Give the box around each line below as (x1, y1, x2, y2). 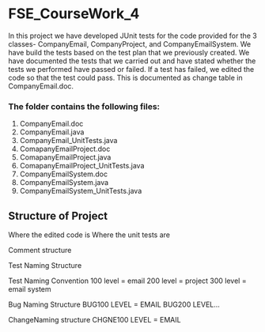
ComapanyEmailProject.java (19, 153, 112, 162)
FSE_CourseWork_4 (8, 5, 140, 23)
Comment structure (8, 246, 72, 255)
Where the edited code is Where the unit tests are (8, 230, 170, 240)
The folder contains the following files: (8, 100, 161, 111)
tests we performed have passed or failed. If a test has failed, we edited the (8, 64, 255, 74)
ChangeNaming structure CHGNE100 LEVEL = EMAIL (8, 315, 181, 325)
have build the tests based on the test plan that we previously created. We (8, 47, 250, 57)
